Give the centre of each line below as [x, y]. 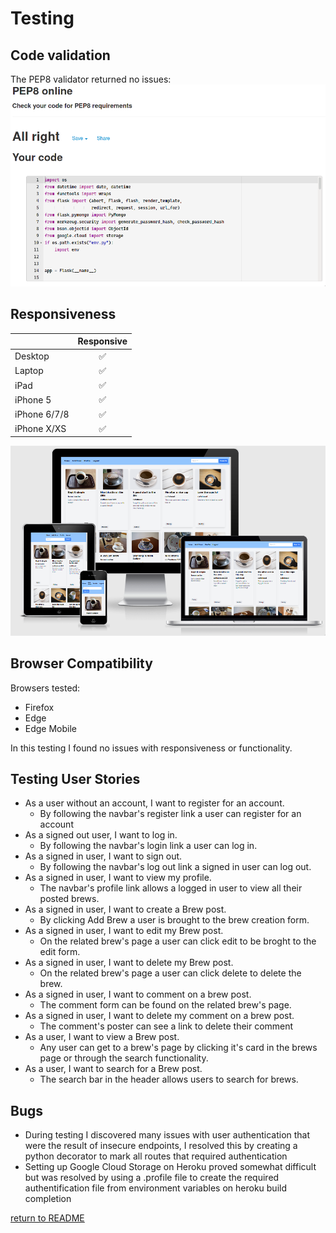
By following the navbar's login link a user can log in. [148, 846]
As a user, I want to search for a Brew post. [113, 1069]
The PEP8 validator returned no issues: [91, 79]
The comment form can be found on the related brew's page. [165, 1005]
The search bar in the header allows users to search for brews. [169, 1079]
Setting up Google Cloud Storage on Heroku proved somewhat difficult [170, 1167]
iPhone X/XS [40, 429]
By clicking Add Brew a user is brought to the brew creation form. [174, 920]
